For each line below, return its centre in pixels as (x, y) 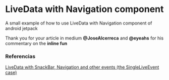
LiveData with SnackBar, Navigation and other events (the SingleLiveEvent (82, 67)
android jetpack (21, 28)
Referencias (20, 56)
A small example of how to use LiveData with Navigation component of (79, 23)
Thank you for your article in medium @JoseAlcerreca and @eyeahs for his (84, 38)
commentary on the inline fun (36, 43)
